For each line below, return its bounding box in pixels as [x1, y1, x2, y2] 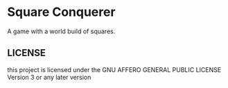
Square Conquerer [7, 4, 116, 20]
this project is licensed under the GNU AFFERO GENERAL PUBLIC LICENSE [7, 65, 222, 73]
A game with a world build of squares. [7, 27, 116, 35]
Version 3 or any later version [7, 73, 91, 81]
